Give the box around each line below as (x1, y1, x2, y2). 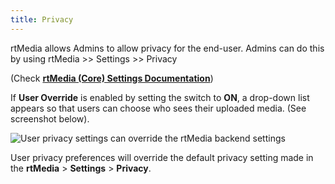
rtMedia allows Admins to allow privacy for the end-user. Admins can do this (10, 42, 325, 54)
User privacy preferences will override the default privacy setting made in (10, 151, 314, 163)
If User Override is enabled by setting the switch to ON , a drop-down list (10, 91, 310, 103)
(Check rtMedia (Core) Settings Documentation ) (10, 72, 214, 84)
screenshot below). (10, 112, 90, 125)
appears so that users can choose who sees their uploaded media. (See (10, 102, 307, 114)
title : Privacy (10, 14, 74, 25)
